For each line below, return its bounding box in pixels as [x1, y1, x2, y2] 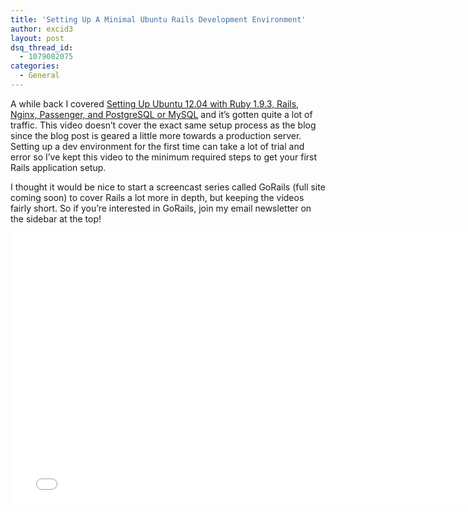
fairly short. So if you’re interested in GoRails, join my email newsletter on [10, 202, 312, 214]
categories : [10, 61, 60, 71]
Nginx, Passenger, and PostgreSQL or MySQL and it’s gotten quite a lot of [10, 108, 313, 120]
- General [19, 71, 60, 81]
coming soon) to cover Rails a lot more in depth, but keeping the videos [10, 191, 305, 203]
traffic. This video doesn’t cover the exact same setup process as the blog [10, 119, 317, 131]
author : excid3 [10, 24, 74, 34]
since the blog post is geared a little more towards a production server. [10, 129, 302, 141]
